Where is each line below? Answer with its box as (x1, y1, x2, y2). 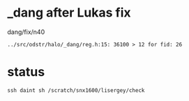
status (7, 64, 45, 80)
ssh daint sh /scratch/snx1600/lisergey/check (7, 86, 145, 94)
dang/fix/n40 (7, 28, 45, 36)
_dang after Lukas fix (7, 5, 131, 21)
